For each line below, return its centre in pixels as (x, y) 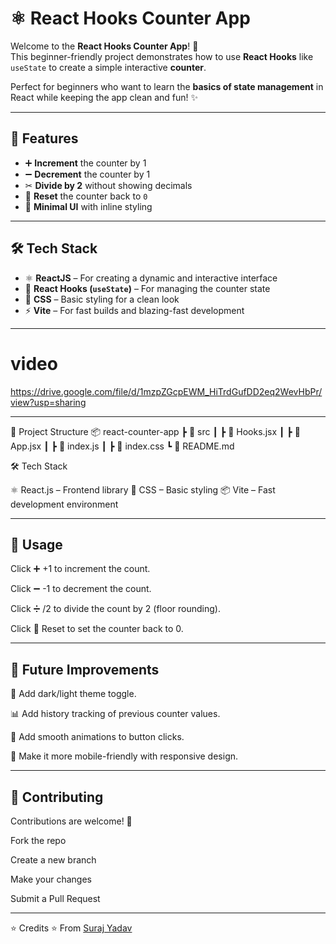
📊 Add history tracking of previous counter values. (115, 714)
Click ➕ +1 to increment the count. (80, 569)
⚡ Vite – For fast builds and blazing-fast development (134, 310)
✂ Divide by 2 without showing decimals (108, 185)
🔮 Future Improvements (85, 669)
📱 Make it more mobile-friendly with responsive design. (124, 756)
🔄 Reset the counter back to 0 (86, 196)
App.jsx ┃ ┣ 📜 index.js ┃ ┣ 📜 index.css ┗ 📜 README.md (122, 446)
